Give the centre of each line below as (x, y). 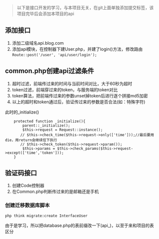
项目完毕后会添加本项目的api (45, 14)
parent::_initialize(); (46, 126)
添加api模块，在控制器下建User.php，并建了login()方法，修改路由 (77, 49)
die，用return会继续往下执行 (31, 140)
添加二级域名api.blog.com (38, 43)
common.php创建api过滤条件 (50, 71)
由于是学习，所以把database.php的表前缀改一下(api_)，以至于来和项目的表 (79, 225)
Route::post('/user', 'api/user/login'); (54, 55)
